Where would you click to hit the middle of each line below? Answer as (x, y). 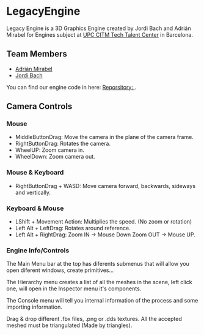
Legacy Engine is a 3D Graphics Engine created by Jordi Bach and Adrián (99, 28)
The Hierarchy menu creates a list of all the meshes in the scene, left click (99, 282)
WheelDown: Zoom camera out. (55, 157)
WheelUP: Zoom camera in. (49, 150)
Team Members (37, 54)
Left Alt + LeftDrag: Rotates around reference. (73, 228)
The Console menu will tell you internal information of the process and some (102, 301)
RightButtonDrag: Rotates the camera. (63, 144)
